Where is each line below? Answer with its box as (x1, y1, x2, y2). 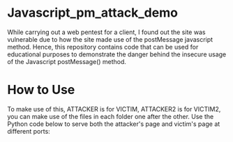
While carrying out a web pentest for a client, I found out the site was (7, 28, 206, 36)
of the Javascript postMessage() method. (7, 57, 127, 65)
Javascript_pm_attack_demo (7, 5, 178, 21)
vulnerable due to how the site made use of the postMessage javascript (7, 35, 213, 43)
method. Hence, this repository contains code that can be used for (7, 42, 199, 51)
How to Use (7, 82, 75, 98)
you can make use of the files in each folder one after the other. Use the (7, 112, 214, 120)
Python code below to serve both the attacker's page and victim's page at (7, 120, 220, 128)
